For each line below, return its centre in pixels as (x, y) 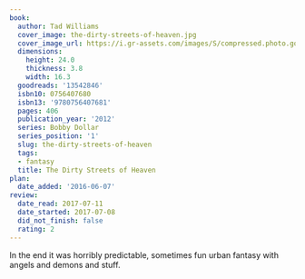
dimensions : (40, 52)
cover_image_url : (50, 43)
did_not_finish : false (60, 220)
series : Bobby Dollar (59, 128)
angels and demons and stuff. (65, 264)
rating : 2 (36, 229)
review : (24, 195)
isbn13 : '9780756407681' (64, 102)
